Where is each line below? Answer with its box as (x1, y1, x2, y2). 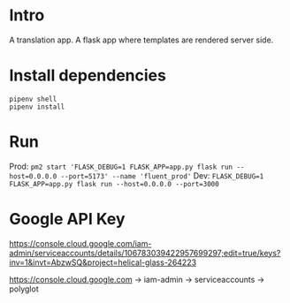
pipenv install (9, 102, 65, 111)
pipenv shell (9, 95, 57, 103)
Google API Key (9, 209, 126, 229)
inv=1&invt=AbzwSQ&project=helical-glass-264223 (9, 257, 197, 268)
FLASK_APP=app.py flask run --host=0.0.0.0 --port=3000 (9, 179, 219, 188)
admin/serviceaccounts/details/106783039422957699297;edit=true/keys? (9, 247, 281, 258)
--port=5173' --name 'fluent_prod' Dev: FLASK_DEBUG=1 (60, 170, 264, 181)
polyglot (9, 284, 39, 294)
